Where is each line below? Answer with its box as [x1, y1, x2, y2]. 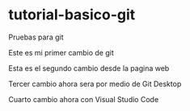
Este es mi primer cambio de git [8, 47, 115, 57]
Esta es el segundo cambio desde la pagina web [8, 63, 170, 73]
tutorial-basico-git [8, 6, 136, 24]
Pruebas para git [8, 32, 64, 42]
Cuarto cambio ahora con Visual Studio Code [8, 94, 159, 104]
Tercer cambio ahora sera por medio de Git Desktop [8, 79, 182, 88]
